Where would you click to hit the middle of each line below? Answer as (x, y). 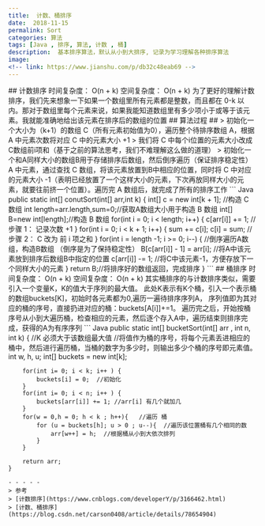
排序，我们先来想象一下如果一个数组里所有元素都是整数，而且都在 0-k (122, 100)
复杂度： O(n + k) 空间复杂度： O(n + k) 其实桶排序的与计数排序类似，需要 (135, 278)
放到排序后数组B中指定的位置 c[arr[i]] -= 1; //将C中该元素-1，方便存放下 (131, 259)
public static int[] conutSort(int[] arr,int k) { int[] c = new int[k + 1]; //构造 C (129, 199)
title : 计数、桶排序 (40, 15)
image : (19, 60)
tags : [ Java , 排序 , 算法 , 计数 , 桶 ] (68, 45)
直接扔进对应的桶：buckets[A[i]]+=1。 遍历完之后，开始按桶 (153, 308)
